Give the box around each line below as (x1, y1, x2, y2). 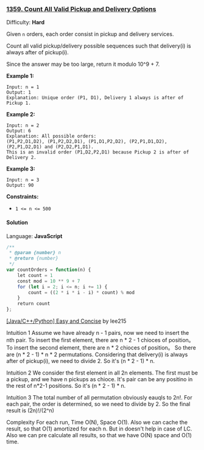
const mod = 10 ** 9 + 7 (17, 278, 80, 284)
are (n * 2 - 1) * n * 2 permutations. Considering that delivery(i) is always (6, 351, 188, 358)
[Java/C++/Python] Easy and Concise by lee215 (6, 317, 127, 325)
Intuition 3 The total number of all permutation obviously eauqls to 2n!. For (6, 394, 193, 401)
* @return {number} (9, 255, 59, 262)
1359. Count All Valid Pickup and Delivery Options (6, 5, 157, 13)
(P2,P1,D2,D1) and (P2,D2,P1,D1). (6, 144, 94, 150)
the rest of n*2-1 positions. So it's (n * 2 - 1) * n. (6, 382, 126, 389)
